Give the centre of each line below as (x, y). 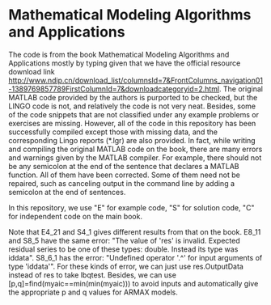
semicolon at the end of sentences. (67, 192)
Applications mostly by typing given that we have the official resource (125, 63)
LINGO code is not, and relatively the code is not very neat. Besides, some (132, 106)
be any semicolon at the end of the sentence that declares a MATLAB (124, 166)
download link (32, 71)
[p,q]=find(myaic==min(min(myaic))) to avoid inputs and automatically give (133, 283)
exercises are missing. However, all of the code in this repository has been (132, 123)
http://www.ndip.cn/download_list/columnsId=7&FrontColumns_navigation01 (136, 80)
